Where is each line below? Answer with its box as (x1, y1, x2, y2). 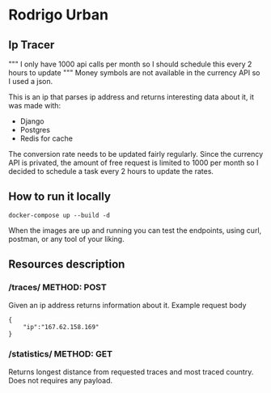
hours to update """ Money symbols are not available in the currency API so (8, 68, 260, 78)
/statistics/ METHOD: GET (8, 349, 113, 360)
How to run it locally (8, 190, 112, 204)
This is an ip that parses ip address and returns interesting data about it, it (8, 92, 255, 102)
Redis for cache (19, 133, 73, 143)
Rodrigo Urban (8, 6, 109, 24)
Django (19, 116, 44, 126)
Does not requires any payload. (8, 375, 113, 385)
